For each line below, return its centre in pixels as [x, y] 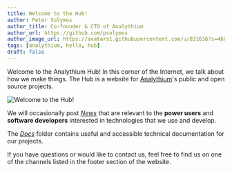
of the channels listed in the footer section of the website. [89, 161]
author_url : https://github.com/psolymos [68, 33]
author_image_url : [33, 39]
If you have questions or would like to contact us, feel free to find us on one [115, 154]
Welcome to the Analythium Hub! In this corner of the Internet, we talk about [116, 71]
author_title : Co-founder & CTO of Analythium [75, 26]
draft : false [26, 52]
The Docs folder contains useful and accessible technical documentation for [116, 133]
